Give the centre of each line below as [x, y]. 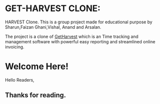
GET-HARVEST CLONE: [53, 9]
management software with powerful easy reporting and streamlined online [80, 41]
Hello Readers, [20, 80]
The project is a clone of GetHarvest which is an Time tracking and [72, 36]
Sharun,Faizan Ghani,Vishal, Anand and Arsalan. [53, 27]
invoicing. [15, 47]
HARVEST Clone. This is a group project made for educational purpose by [79, 22]
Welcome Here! [37, 67]
